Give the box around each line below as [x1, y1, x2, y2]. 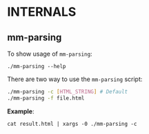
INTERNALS [7, 4, 77, 20]
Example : [7, 107, 34, 115]
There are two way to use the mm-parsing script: [7, 75, 143, 83]
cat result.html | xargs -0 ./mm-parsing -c [7, 120, 137, 127]
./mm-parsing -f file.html [7, 94, 85, 102]
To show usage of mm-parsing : [7, 49, 92, 58]
